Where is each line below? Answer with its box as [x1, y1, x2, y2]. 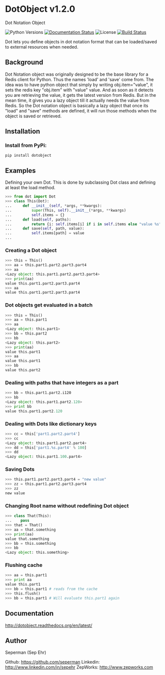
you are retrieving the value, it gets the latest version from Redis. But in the [5, 92, 156, 98]
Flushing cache [5, 562, 43, 568]
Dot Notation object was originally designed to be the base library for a [5, 71, 149, 77]
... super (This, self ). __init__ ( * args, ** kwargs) [5, 208, 126, 213]
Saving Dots [5, 466, 35, 473]
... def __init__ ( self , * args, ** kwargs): [5, 203, 102, 208]
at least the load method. [5, 185, 55, 191]
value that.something [5, 536, 50, 541]
